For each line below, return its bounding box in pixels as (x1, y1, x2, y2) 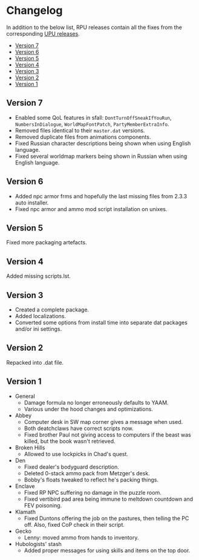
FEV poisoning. (24, 501, 62, 509)
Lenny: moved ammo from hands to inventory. (24, 533, 139, 541)
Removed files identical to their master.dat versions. (15, 126, 145, 134)
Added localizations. (15, 313, 67, 319)
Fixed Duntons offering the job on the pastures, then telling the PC (24, 515, 189, 522)
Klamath (15, 508, 36, 515)
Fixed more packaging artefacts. (6, 239, 87, 246)
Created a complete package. (15, 306, 90, 313)
